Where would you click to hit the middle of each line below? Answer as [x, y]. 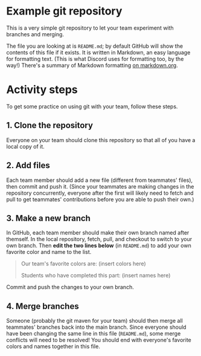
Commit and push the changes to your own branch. [70, 287]
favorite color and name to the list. [49, 252]
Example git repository [64, 11]
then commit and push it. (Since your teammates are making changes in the [100, 186]
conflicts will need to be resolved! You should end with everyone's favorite [99, 340]
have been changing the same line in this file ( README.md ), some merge [94, 334]
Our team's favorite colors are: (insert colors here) [83, 264]
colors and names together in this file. [53, 346]
